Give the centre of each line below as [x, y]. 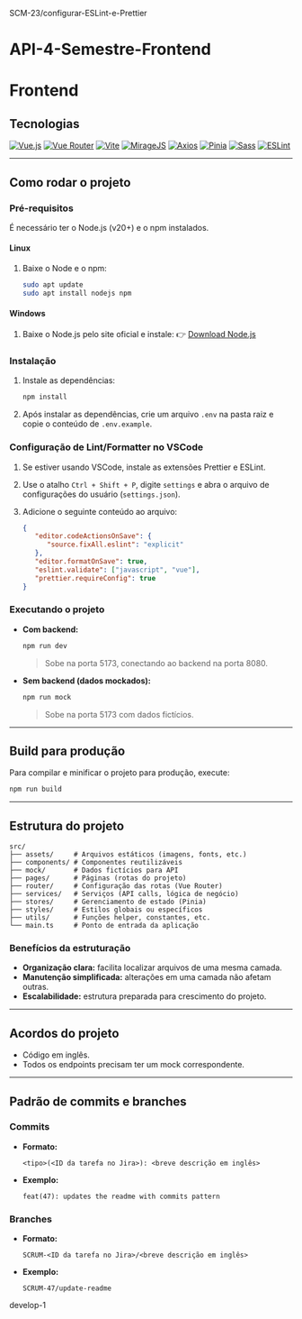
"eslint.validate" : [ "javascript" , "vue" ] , [117, 570]
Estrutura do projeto [67, 825]
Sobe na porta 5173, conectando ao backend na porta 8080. [156, 663]
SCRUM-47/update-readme [67, 1288]
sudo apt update [53, 285]
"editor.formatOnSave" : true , [91, 562]
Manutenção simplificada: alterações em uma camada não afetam [147, 977]
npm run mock [47, 697]
